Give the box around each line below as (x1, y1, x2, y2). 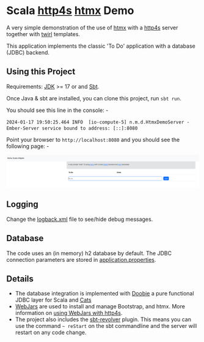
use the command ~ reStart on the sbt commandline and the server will (15, 322, 197, 330)
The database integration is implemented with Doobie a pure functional (15, 290, 194, 297)
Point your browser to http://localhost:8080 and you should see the (6, 136, 180, 143)
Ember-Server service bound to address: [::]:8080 (6, 125, 138, 132)
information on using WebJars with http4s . (15, 310, 123, 317)
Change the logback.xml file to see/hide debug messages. (6, 215, 153, 223)
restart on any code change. (15, 329, 87, 336)
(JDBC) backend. (6, 48, 50, 56)
